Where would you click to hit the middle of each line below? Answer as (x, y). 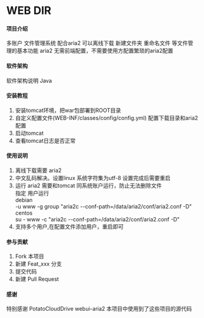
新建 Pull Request (37, 279)
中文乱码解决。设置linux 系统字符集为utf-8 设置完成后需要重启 (93, 178)
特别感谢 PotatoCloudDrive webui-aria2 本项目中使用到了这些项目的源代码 (99, 309)
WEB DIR (29, 11)
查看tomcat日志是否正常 (45, 140)
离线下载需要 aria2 (38, 170)
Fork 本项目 (30, 257)
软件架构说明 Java (29, 80)
